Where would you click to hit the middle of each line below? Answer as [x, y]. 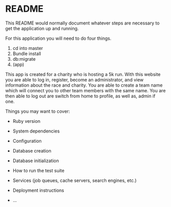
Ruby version [26, 121]
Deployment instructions [38, 190]
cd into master [28, 48]
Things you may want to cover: [38, 111]
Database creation [32, 150]
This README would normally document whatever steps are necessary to [82, 23]
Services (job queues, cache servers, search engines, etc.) [75, 180]
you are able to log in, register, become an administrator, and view [75, 80]
